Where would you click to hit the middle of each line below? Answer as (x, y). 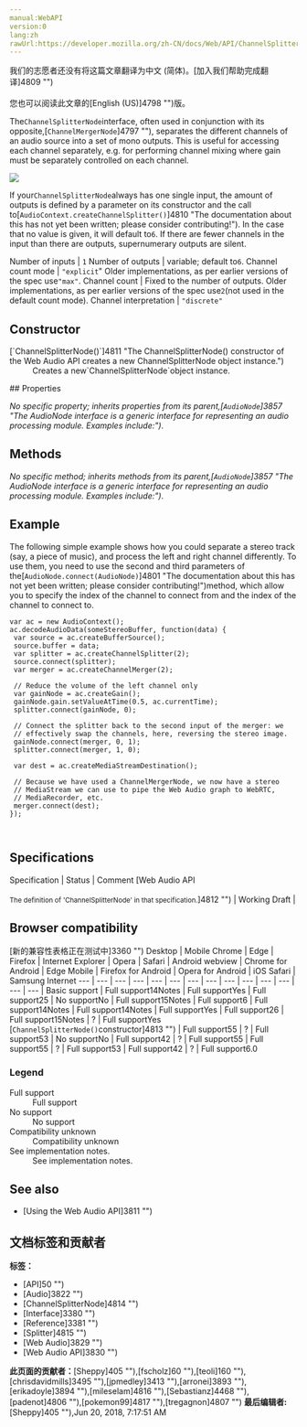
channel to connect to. (52, 605)
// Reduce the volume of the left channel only (106, 686)
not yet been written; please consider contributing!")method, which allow (147, 585)
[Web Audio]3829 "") (63, 1343)
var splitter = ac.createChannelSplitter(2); (101, 654)
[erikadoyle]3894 (42, 1391)
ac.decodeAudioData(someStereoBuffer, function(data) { (118, 629)
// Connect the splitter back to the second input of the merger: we (148, 725)
